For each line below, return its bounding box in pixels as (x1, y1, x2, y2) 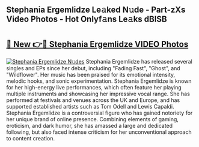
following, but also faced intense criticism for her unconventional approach (6, 128, 192, 136)
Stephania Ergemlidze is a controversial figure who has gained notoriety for (6, 109, 193, 116)
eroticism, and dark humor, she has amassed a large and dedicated (6, 122, 173, 129)
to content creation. (6, 135, 55, 142)
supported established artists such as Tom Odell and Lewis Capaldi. (6, 103, 174, 110)
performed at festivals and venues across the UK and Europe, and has (6, 97, 180, 104)
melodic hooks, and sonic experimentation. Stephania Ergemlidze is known (6, 77, 192, 85)
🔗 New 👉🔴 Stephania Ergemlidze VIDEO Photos (6, 39, 189, 49)
